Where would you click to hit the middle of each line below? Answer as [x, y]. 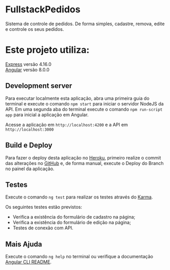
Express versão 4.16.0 [28, 64]
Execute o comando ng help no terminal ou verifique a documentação [79, 257]
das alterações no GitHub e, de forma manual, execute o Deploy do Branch [84, 163]
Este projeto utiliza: [48, 50]
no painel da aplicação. [30, 169]
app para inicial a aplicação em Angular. [47, 115]
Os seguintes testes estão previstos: [44, 207]
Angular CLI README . [29, 262]
